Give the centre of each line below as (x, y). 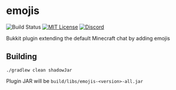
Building (21, 57)
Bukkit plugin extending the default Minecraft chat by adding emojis (88, 38)
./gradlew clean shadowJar (39, 70)
